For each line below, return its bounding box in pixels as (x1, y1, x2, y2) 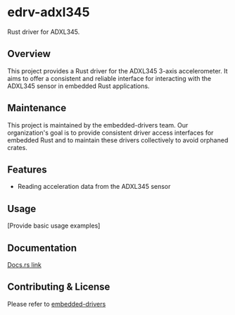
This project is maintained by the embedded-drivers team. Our (7, 121, 189, 129)
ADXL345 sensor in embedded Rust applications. (7, 82, 150, 90)
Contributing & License (7, 281, 110, 293)
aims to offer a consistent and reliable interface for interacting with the (7, 74, 212, 82)
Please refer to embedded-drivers (7, 299, 106, 308)
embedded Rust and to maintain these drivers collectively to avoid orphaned (7, 135, 229, 144)
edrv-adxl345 (7, 4, 90, 20)
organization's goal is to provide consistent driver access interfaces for (7, 128, 214, 137)
